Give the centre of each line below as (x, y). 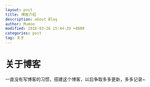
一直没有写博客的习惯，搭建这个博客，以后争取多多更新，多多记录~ (75, 79)
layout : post (19, 10)
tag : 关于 (15, 38)
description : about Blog (31, 19)
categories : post (23, 33)
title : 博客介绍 (21, 15)
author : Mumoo (20, 24)
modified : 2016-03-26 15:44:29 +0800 (45, 29)
